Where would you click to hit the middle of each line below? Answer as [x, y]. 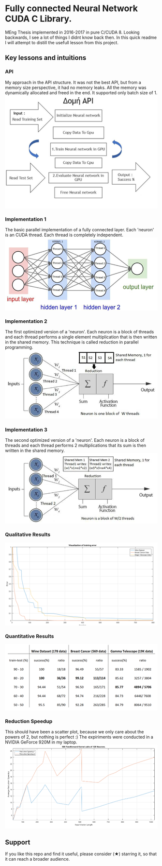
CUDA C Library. [38, 19]
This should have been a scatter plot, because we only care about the [74, 732]
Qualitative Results [28, 534]
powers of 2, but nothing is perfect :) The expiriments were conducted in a [79, 737]
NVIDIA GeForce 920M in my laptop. [41, 742]
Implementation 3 [26, 430]
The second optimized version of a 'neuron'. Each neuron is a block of [75, 440]
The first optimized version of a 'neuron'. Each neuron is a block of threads [80, 331]
